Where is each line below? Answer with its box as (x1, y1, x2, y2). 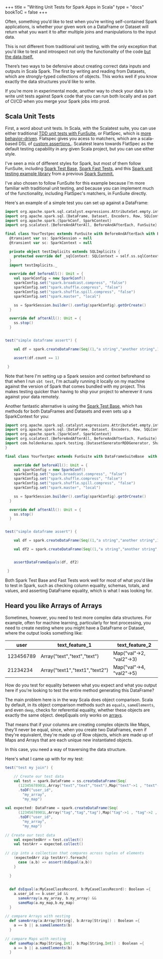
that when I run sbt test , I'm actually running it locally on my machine (5, 378, 145, 384)
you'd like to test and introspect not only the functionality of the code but (5, 48, 151, 54)
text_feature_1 (57, 641, 92, 648)
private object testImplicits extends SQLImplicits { (9, 249, 120, 254)
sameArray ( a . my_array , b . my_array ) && (17, 895, 97, 901)
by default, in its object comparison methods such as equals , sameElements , (5, 702, 155, 707)
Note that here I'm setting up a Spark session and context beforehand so (5, 373, 150, 379)
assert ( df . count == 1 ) (14, 355, 60, 360)
